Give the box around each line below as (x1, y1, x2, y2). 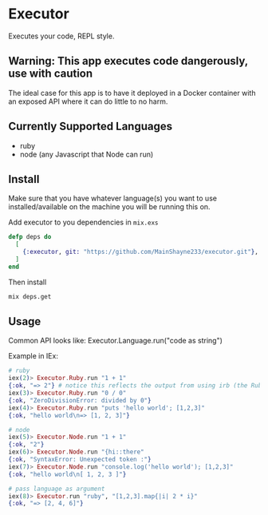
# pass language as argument (8, 485, 105, 493)
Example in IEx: (8, 351, 58, 361)
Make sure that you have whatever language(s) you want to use (8, 193, 218, 204)
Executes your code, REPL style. (8, 31, 115, 41)
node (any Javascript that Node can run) (19, 149, 154, 159)
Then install (8, 277, 47, 287)
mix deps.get (8, 292, 52, 300)
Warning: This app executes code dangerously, (8, 54, 249, 68)
